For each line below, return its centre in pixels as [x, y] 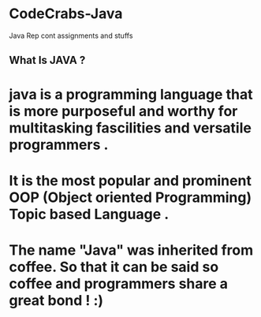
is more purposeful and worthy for [123, 111]
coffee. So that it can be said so [114, 267]
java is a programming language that [131, 94]
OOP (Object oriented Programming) [130, 197]
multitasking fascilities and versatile [130, 128]
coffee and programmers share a [118, 283]
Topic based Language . [89, 214]
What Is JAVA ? [47, 60]
